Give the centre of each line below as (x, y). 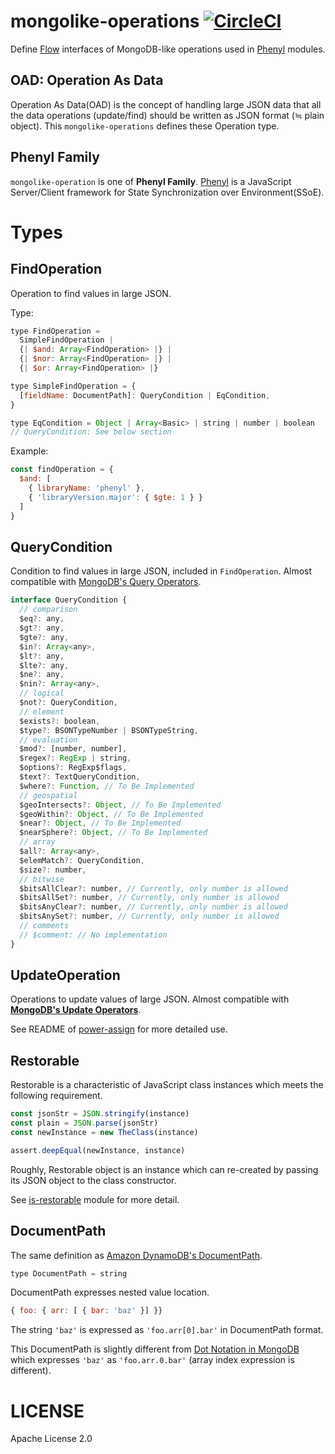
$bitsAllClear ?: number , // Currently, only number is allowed (153, 888)
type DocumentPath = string (69, 1273)
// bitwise (42, 879)
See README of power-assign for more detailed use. (119, 1029)
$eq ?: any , (42, 619)
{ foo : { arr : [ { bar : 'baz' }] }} (86, 1311)
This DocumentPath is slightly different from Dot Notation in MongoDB (155, 1349)
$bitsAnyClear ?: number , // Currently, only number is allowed (153, 907)
